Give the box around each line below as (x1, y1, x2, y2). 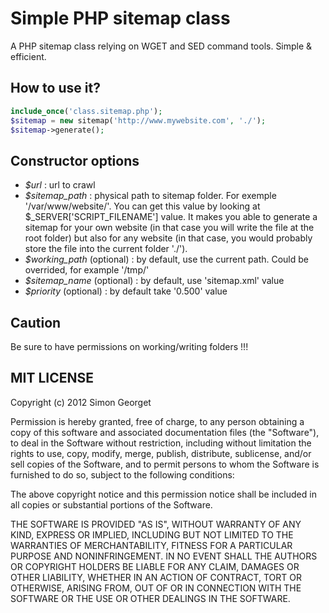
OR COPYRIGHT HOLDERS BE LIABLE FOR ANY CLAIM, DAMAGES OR (10, 560, 300, 572)
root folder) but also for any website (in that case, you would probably (24, 232, 313, 244)
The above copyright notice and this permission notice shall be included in (10, 488, 317, 500)
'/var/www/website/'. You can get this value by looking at (24, 200, 261, 212)
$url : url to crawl (24, 179, 96, 191)
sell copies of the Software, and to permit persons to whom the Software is (10, 458, 320, 470)
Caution (10, 314, 62, 331)
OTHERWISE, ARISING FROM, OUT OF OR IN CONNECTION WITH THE (10, 582, 302, 594)
